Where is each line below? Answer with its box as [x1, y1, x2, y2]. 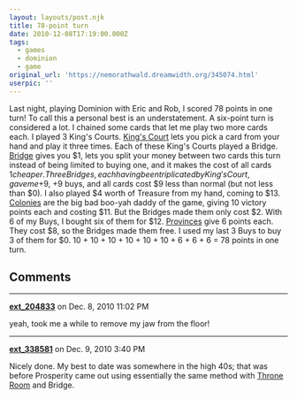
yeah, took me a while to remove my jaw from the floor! [9, 318, 210, 329]
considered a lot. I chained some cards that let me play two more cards [9, 121, 268, 133]
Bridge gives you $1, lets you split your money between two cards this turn [9, 150, 281, 160]
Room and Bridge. [9, 380, 75, 390]
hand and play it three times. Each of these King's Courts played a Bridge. [9, 141, 278, 151]
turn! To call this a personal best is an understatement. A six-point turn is [9, 112, 274, 123]
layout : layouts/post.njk [9, 12, 104, 22]
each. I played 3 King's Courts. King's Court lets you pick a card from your [9, 131, 280, 142]
